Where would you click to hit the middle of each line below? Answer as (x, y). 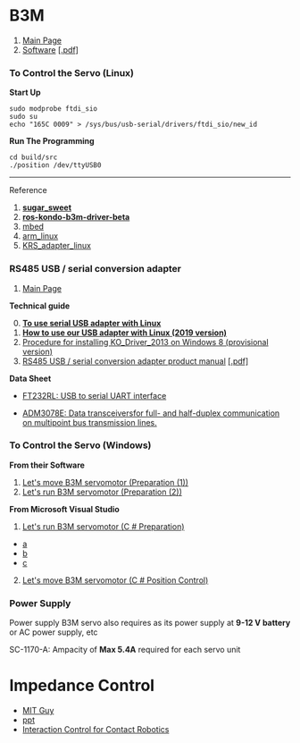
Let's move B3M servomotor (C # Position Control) (115, 580)
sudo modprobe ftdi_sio (54, 109)
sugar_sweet (47, 207)
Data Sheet (30, 378)
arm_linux (40, 236)
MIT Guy (38, 711)
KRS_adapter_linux (57, 246)
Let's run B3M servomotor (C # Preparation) (103, 526)
